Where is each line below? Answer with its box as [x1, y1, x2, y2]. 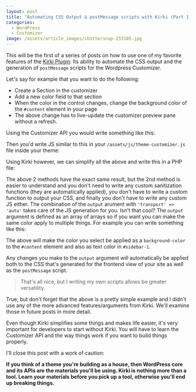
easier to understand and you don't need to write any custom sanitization [6, 182, 182, 189]
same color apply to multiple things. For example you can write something [6, 219, 184, 226]
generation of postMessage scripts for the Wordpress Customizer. [6, 64, 162, 71]
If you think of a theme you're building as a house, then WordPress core [6, 361, 183, 367]
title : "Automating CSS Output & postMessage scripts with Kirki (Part [6, 14, 184, 20]
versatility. [20, 284, 45, 291]
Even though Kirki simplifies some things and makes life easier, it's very [6, 319, 178, 326]
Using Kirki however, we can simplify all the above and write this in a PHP [6, 159, 183, 165]
